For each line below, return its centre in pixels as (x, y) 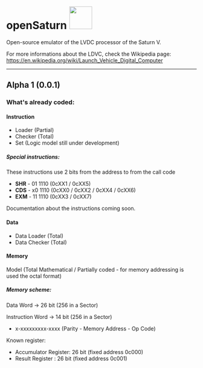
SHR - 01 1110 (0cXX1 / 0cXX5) (53, 184)
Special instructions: (33, 157)
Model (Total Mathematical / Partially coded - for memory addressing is (95, 269)
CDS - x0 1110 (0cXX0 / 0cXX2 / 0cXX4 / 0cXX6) (75, 190)
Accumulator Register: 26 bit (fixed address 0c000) (79, 352)
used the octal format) (34, 276)
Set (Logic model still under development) (67, 143)
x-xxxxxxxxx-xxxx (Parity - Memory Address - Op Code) (85, 328)
